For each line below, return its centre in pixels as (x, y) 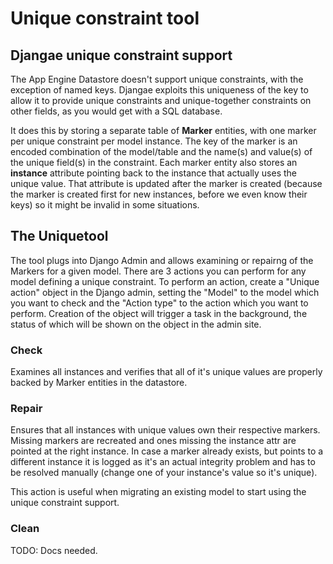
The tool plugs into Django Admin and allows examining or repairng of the (162, 260)
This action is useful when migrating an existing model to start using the (158, 492)
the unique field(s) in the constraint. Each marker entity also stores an (154, 162)
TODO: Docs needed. (54, 550)
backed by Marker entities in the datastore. (99, 383)
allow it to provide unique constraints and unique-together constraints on (161, 100)
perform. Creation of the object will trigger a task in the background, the (159, 313)
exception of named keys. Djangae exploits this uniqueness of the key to (159, 90)
